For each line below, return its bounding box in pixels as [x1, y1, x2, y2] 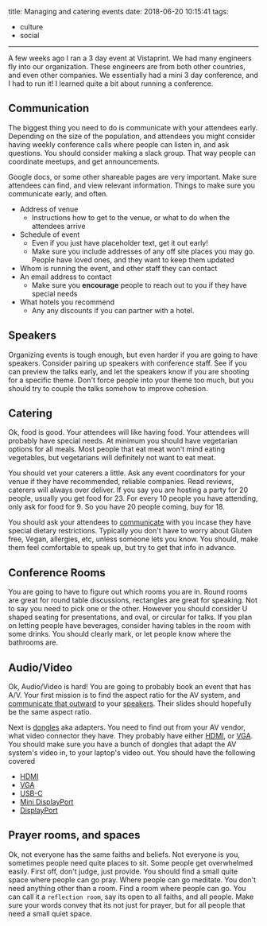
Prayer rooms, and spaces [8, 828, 141, 842]
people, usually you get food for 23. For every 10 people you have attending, [8, 494, 258, 503]
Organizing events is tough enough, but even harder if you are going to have [8, 350, 258, 359]
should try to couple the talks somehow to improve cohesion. [8, 383, 208, 393]
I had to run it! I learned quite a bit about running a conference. [8, 79, 214, 88]
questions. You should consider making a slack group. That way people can [8, 148, 257, 157]
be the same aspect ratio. [8, 707, 92, 717]
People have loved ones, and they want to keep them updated [31, 254, 234, 265]
